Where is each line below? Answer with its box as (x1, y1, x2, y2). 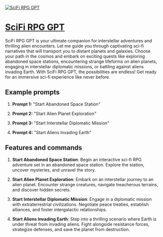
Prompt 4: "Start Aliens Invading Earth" (12, 129, 92, 135)
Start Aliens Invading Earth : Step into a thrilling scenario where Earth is (12, 216, 157, 222)
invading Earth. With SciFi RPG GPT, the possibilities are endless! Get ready (5, 69, 157, 75)
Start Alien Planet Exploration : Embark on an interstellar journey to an (12, 176, 154, 182)
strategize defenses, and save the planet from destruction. (12, 226, 130, 232)
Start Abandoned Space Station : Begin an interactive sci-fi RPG (12, 157, 142, 162)
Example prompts (5, 88, 60, 97)
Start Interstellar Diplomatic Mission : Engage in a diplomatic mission (12, 196, 152, 202)
